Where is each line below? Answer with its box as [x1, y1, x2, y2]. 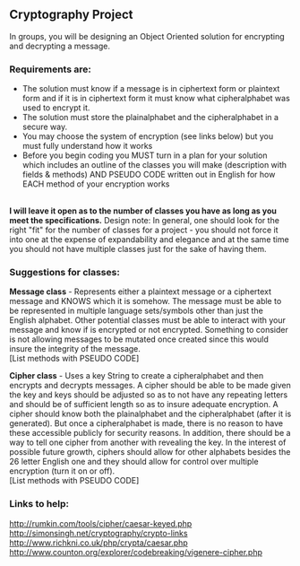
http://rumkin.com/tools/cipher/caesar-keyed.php [9, 518, 193, 528]
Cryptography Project [9, 7, 133, 22]
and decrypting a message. [9, 40, 110, 51]
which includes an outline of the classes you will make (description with [21, 160, 287, 170]
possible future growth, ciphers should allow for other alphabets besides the [9, 447, 291, 457]
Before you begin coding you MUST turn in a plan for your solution [21, 150, 268, 161]
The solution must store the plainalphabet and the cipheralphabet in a [21, 112, 279, 123]
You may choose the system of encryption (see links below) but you [21, 131, 274, 142]
